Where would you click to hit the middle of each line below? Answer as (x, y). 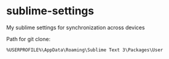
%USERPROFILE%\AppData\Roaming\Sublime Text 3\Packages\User (85, 50)
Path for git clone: (28, 39)
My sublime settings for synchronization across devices (75, 27)
